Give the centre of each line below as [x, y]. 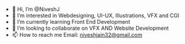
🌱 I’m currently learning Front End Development [71, 22]
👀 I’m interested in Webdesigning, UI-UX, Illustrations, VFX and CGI [96, 15]
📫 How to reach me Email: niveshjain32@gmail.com [77, 35]
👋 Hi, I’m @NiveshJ [36, 9]
